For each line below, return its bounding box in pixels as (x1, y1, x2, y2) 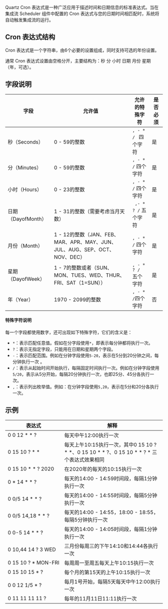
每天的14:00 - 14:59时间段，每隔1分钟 (64, 475, 157, 482)
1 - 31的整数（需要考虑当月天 (54, 208, 125, 215)
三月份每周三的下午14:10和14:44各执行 (64, 542, 158, 549)
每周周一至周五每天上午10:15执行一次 (64, 559, 154, 566)
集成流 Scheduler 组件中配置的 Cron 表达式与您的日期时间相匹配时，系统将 (5, 11, 159, 17)
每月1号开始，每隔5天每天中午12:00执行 (64, 578, 160, 585)
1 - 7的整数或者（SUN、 (54, 264, 112, 271)
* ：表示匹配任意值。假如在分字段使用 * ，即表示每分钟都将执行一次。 (12, 340, 153, 346)
